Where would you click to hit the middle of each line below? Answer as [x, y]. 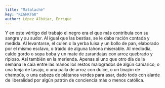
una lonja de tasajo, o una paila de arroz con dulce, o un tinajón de [73, 70]
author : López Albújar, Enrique [38, 19]
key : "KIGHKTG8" [22, 14]
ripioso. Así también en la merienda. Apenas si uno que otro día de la [75, 59]
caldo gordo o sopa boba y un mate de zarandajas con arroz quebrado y [79, 54]
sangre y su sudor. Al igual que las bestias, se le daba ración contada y [77, 38]
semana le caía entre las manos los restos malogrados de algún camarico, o [82, 64]
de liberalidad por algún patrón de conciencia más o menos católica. [75, 80]
